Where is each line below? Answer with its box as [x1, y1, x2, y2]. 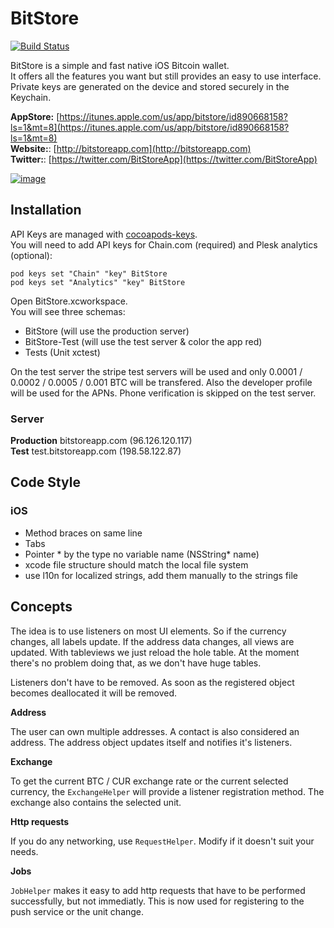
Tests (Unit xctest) [24, 346, 101, 358]
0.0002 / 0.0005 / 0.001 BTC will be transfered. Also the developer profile [10, 376, 313, 388]
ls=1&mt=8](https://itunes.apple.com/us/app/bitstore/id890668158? [10, 121, 290, 133]
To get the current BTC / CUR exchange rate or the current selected [10, 775, 289, 787]
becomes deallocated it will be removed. [10, 687, 177, 699]
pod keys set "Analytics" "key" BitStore [10, 277, 186, 287]
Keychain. [10, 91, 52, 103]
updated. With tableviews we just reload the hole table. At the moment [10, 646, 300, 658]
